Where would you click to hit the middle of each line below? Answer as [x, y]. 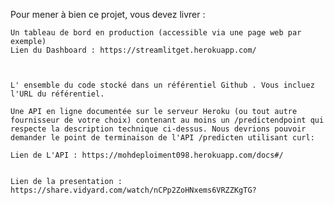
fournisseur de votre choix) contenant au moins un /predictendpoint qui [167, 120]
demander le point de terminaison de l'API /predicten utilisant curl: [162, 138]
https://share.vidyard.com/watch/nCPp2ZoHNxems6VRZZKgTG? [133, 190]
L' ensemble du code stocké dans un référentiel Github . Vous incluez [162, 85]
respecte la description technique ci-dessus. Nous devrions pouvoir [158, 129]
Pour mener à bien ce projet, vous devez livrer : [108, 14]
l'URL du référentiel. [57, 94]
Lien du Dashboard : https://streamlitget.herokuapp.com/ [133, 50]
